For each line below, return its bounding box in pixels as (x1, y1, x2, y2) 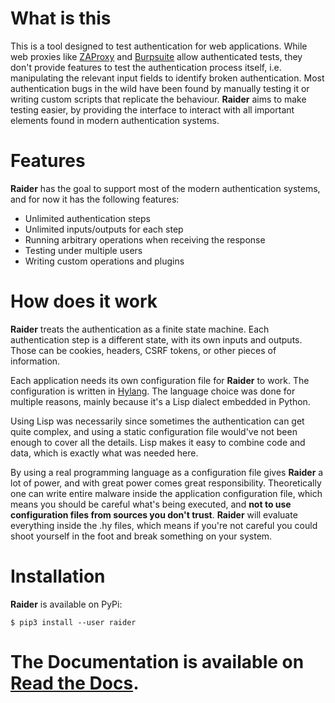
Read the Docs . (10, 672, 140, 694)
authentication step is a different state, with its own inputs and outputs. (10, 333, 303, 346)
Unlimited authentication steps (24, 212, 151, 224)
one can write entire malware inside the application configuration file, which (10, 487, 323, 499)
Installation (10, 565, 106, 587)
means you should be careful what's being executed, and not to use (10, 498, 292, 510)
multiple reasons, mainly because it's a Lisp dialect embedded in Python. (10, 395, 311, 407)
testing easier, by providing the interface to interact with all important (10, 103, 295, 116)
